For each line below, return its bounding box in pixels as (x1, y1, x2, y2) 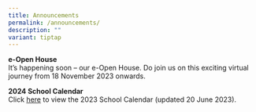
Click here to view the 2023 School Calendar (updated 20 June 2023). (8, 95, 237, 104)
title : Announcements (8, 11, 80, 20)
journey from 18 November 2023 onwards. (8, 71, 146, 81)
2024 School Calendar (8, 87, 84, 96)
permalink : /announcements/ (8, 19, 101, 27)
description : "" (8, 26, 61, 34)
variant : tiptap (8, 33, 61, 42)
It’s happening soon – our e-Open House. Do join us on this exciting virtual (8, 63, 250, 73)
